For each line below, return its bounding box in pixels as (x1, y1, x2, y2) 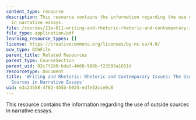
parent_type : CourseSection (6, 57, 75, 63)
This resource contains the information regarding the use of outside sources (6, 101, 190, 108)
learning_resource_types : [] (6, 36, 77, 42)
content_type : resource (6, 8, 64, 15)
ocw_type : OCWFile (6, 47, 51, 53)
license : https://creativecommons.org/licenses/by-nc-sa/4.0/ (6, 42, 160, 47)
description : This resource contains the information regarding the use (6, 14, 187, 20)
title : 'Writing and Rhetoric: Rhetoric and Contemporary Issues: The (6, 74, 181, 80)
